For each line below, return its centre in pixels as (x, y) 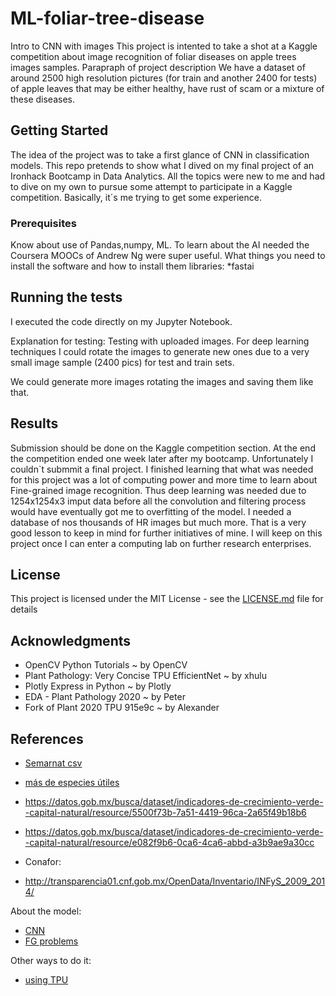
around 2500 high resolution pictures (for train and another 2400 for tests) (164, 78)
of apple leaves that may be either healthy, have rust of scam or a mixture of (167, 88)
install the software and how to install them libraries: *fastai (132, 266)
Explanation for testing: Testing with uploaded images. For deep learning (160, 341)
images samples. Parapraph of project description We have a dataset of (158, 67)
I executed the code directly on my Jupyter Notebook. (121, 321)
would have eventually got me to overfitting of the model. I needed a (151, 511)
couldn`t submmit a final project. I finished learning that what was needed (162, 469)
